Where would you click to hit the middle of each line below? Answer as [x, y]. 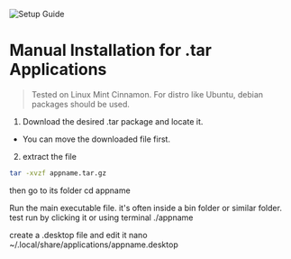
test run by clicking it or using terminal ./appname [101, 217]
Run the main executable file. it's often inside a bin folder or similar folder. [145, 208]
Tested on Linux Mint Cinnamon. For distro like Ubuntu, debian [147, 94]
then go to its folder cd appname [70, 190]
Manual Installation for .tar [110, 51]
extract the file [49, 156]
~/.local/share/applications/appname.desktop [94, 245]
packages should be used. [81, 104]
